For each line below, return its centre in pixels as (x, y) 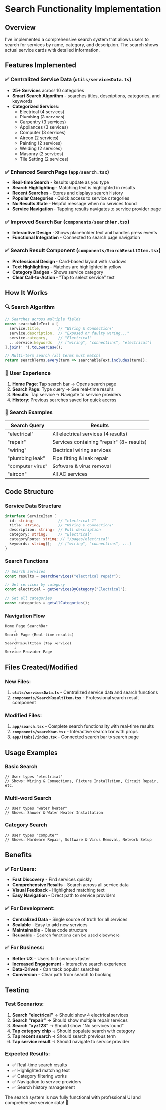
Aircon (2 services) (39, 138)
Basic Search (21, 766)
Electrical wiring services (82, 450)
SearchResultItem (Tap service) (38, 643)
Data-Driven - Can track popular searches (56, 969)
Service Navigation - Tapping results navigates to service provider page (86, 209)
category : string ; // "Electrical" (51, 534)
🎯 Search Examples (29, 412)
